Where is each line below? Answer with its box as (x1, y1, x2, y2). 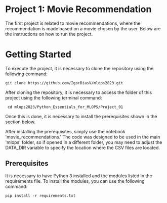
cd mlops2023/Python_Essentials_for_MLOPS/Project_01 (7, 105, 123, 110)
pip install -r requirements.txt (5, 193, 76, 198)
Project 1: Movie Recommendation (5, 4, 152, 15)
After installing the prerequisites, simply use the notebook (5, 128, 126, 134)
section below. (5, 119, 35, 125)
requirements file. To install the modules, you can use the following (5, 178, 145, 184)
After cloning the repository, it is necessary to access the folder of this (5, 89, 152, 95)
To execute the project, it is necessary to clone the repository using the (5, 65, 154, 71)
